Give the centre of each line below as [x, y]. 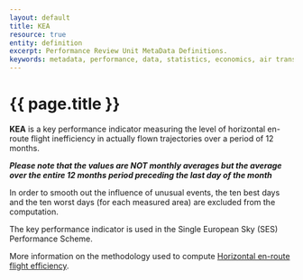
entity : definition [46, 43]
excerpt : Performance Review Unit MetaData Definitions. [119, 51]
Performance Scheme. [51, 239]
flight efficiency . [39, 266]
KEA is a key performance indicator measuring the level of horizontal [138, 129]
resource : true [38, 34]
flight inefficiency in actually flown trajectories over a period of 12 [152, 138]
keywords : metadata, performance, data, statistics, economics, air [141, 59]
